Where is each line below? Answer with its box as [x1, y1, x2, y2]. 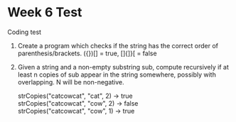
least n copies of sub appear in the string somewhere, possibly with [17, 70, 217, 79]
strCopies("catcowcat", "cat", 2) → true [17, 91, 133, 100]
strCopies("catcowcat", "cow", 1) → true [17, 106, 135, 115]
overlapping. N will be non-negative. [17, 77, 124, 86]
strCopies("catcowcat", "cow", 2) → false [17, 99, 139, 107]
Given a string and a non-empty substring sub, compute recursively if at [17, 62, 229, 71]
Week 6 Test [7, 4, 82, 21]
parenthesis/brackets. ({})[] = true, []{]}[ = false [17, 49, 158, 57]
